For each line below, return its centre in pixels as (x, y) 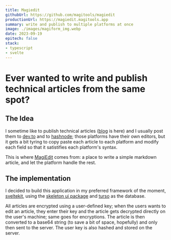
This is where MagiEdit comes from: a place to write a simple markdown (81, 157)
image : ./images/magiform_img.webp (43, 29)
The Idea (20, 119)
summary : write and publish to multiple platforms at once (69, 24)
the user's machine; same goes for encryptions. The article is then (75, 217)
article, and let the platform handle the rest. (51, 162)
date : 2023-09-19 (24, 34)
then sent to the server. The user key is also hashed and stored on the (79, 228)
